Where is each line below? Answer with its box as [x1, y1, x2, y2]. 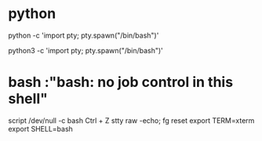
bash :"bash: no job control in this [8, 74, 234, 91]
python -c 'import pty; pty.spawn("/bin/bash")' [8, 31, 159, 40]
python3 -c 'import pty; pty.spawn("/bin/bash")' [8, 45, 163, 55]
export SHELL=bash [8, 124, 73, 133]
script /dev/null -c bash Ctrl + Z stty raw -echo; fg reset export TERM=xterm [8, 115, 255, 125]
